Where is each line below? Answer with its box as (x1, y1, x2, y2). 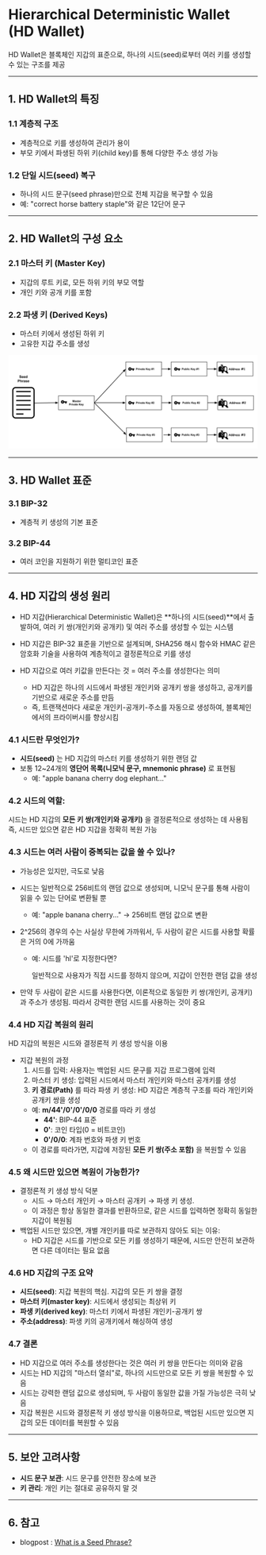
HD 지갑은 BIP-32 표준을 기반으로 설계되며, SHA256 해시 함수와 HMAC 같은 (19, 639, 256, 648)
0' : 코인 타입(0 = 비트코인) (43, 1125, 126, 1134)
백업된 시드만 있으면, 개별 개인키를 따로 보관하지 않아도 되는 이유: (19, 1225, 220, 1236)
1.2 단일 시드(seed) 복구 (8, 169, 97, 180)
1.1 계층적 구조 (8, 118, 59, 129)
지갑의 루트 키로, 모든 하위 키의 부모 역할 (19, 277, 145, 287)
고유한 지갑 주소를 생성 (19, 338, 90, 348)
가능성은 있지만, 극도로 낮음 (19, 866, 105, 875)
